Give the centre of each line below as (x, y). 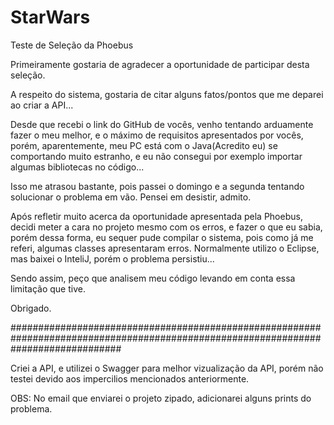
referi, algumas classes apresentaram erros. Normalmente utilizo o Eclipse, (165, 248)
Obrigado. (31, 308)
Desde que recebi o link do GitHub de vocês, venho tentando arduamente (162, 124)
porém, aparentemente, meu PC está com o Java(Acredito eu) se (144, 145)
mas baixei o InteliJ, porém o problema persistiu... (112, 258)
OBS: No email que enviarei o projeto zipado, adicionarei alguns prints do (161, 398)
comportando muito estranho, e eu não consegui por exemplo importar (156, 156)
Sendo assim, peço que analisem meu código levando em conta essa (153, 278)
